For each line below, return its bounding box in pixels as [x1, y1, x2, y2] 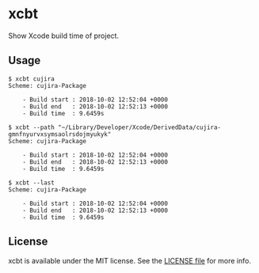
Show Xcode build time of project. [8, 31, 120, 40]
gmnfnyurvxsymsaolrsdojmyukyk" [8, 130, 112, 138]
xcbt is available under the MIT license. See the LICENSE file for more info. [8, 256, 252, 265]
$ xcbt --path [8, 123, 55, 131]
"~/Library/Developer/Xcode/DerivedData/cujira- [58, 123, 222, 131]
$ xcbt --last [8, 179, 55, 187]
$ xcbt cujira [8, 74, 55, 83]
